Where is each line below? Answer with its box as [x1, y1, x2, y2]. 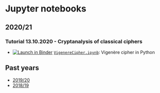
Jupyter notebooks [5, 3, 87, 14]
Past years [5, 63, 39, 72]
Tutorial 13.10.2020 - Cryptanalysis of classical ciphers [5, 38, 143, 45]
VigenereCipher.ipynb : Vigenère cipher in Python [53, 49, 155, 55]
